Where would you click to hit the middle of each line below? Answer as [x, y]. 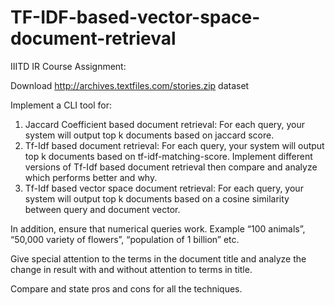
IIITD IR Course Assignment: [68, 66]
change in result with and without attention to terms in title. [131, 269]
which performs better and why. [91, 177]
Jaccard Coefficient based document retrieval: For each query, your [165, 124]
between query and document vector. [102, 209]
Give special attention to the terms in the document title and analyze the [158, 258]
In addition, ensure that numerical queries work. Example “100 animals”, [158, 228]
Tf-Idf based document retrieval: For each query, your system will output [174, 145]
